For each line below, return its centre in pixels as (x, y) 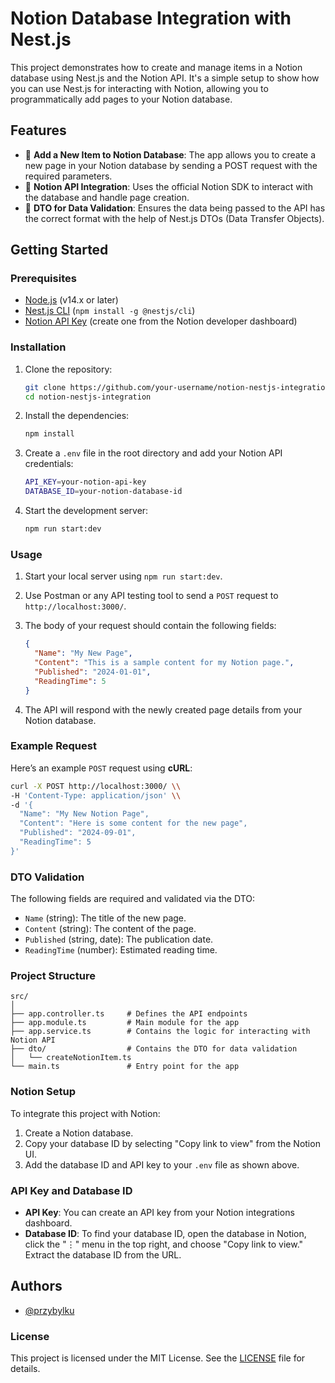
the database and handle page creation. (107, 197)
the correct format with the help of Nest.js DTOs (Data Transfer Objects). (174, 218)
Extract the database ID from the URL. (103, 1255)
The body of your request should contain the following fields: (150, 626)
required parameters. (68, 176)
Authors (36, 1286)
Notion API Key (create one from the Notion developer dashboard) (161, 321)
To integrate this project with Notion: (85, 1113)
